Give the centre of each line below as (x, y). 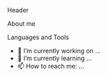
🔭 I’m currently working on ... (59, 51)
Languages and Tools (38, 37)
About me (21, 23)
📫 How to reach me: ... (51, 66)
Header (18, 10)
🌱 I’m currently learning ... (55, 58)
